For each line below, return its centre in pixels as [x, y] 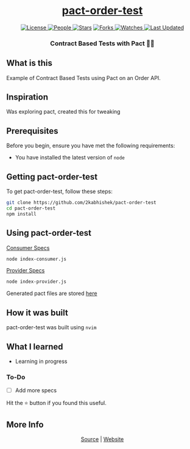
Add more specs [36, 390]
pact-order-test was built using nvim [51, 327]
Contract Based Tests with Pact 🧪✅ [102, 43]
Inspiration [27, 97]
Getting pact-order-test [52, 177]
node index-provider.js [37, 282]
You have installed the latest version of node [70, 158]
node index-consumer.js [37, 259]
